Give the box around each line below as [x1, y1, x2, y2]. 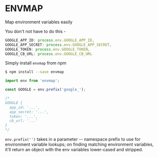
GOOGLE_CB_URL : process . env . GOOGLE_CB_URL [5, 52, 92, 56]
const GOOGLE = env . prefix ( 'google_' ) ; [5, 87, 86, 92]
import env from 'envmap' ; [5, 78, 60, 83]
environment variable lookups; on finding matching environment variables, [5, 141, 154, 147]
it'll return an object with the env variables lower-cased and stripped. [5, 147, 143, 153]
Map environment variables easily [5, 19, 73, 25]
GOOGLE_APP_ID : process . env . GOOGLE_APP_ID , [5, 37, 95, 43]
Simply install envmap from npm [5, 60, 67, 66]
